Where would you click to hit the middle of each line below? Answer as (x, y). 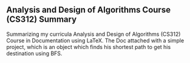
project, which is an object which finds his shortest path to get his (89, 47)
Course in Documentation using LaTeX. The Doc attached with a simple (95, 40)
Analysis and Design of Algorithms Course (89, 10)
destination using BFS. (34, 53)
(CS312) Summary (42, 20)
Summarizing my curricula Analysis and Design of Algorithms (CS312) (93, 34)
